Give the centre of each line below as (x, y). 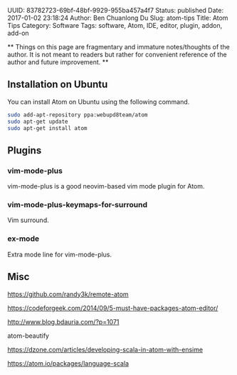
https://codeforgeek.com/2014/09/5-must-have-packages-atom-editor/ (113, 308)
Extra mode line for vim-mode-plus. (60, 254)
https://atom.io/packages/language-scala (68, 363)
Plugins (25, 150)
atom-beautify (28, 336)
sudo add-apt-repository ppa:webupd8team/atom (78, 115)
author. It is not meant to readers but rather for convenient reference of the (117, 54)
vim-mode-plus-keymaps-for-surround (78, 205)
